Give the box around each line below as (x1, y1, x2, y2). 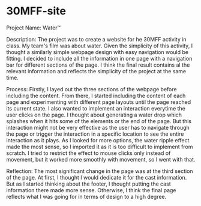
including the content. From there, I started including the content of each (6, 92, 186, 99)
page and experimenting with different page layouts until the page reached (6, 98, 191, 106)
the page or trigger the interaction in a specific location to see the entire (6, 130, 184, 138)
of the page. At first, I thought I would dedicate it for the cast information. (6, 174, 187, 181)
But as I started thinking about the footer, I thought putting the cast (6, 180, 171, 187)
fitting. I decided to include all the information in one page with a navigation (6, 55, 193, 62)
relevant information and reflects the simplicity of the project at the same (6, 67, 187, 74)
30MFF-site (6, 4, 66, 18)
